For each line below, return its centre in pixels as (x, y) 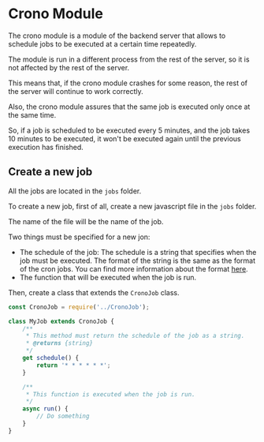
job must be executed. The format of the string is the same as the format (138, 260)
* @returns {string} (59, 343)
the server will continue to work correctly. (76, 91)
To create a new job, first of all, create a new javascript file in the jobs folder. (132, 206)
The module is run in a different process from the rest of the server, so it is (129, 59)
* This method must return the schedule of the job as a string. (135, 336)
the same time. (32, 114)
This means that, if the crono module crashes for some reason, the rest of (128, 83)
